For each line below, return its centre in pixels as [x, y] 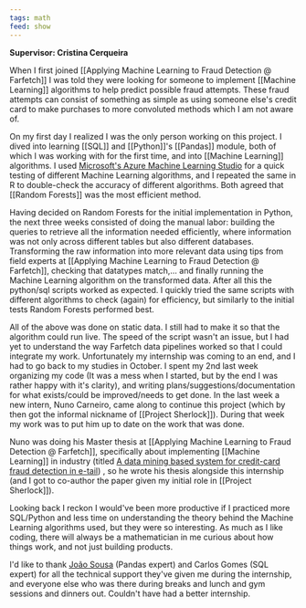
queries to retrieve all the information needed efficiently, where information [151, 231]
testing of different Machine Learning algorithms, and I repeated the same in [153, 175]
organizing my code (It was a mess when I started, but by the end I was [144, 375]
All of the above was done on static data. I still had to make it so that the [145, 327]
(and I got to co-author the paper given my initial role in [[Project [131, 480]
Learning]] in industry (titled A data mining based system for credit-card [145, 461]
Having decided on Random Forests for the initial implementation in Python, [152, 212]
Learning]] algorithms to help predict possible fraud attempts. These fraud [149, 89]
